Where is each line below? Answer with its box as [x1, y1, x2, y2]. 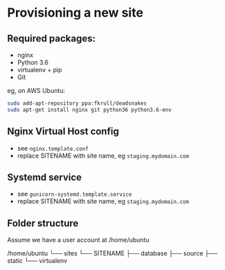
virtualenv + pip [17, 66, 62, 74]
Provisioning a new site [7, 5, 144, 21]
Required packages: [7, 33, 96, 44]
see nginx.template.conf [17, 144, 89, 152]
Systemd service [7, 171, 82, 183]
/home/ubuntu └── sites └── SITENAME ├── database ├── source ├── [7, 249, 218, 258]
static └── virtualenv [7, 257, 68, 265]
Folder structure [7, 217, 79, 229]
